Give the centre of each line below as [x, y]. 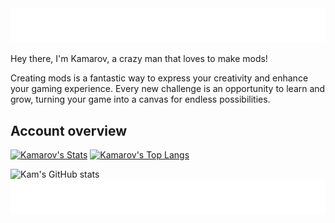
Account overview [69, 130]
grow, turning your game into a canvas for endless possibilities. [140, 99]
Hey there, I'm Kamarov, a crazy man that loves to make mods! [139, 59]
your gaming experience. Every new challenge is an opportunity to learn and [168, 89]
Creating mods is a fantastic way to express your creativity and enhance [159, 78]
